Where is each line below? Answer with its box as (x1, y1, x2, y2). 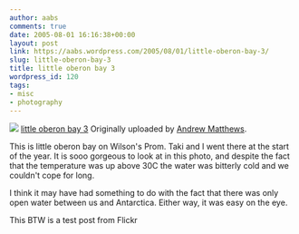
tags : (9, 81, 30, 90)
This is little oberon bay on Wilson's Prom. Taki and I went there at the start (9, 141, 290, 152)
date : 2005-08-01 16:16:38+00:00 (9, 30, 136, 39)
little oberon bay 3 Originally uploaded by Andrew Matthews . (20, 123, 247, 134)
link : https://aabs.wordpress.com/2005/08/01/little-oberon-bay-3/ (9, 47, 270, 56)
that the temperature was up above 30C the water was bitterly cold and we (9, 161, 290, 171)
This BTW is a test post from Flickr (9, 215, 138, 226)
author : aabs (9, 13, 59, 23)
